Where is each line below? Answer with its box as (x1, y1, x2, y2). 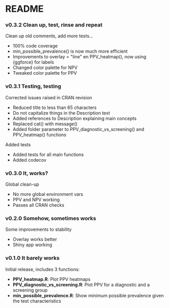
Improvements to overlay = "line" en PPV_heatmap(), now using (12, 54, 147, 60)
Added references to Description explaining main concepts (12, 115, 137, 121)
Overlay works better (12, 236, 57, 243)
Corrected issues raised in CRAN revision (5, 94, 92, 100)
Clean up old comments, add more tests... (5, 33, 93, 39)
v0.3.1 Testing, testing (5, 83, 61, 90)
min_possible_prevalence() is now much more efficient (12, 48, 128, 54)
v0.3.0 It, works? (5, 169, 49, 177)
